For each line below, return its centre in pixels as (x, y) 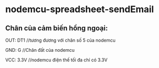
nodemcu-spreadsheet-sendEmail (80, 9)
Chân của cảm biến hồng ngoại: (57, 28)
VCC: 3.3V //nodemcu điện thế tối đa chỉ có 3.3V (57, 60)
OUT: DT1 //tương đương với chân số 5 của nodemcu (60, 40)
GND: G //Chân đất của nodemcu (40, 50)
